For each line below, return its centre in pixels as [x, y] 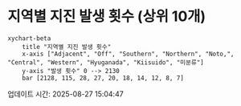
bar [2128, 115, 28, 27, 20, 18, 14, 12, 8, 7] [103, 78]
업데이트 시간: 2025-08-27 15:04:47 [65, 94]
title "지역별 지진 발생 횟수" [67, 47]
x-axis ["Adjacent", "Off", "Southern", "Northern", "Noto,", [128, 54]
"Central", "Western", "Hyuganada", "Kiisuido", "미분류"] [106, 62]
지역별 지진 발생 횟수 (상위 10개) [107, 16]
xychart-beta [29, 38]
